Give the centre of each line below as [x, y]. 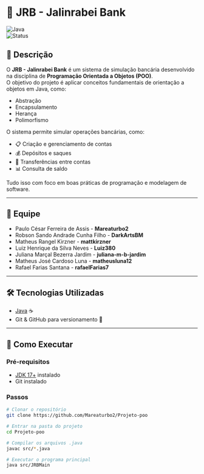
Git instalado [31, 382]
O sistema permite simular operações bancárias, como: [75, 132]
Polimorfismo [32, 120]
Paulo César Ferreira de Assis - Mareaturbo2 [72, 228]
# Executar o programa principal [49, 459]
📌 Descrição [30, 55]
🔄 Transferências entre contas [53, 162]
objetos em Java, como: [36, 89]
